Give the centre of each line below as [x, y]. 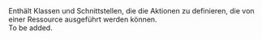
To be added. [30, 28]
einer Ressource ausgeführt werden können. [83, 19]
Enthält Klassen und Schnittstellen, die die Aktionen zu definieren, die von [131, 11]
